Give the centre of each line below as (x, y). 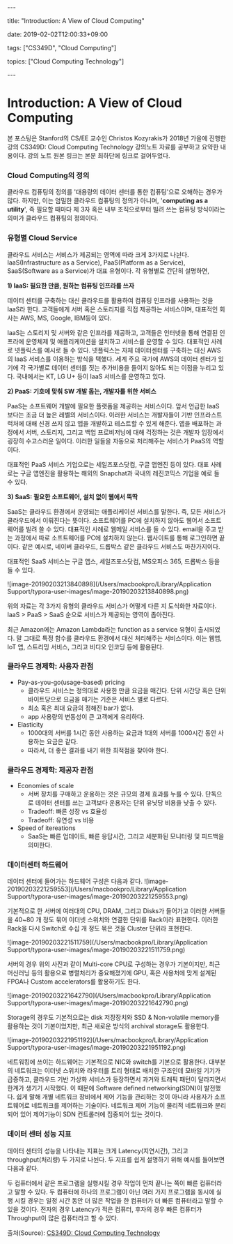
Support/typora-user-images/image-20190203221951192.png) (97, 1048)
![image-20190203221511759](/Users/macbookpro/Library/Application (107, 942)
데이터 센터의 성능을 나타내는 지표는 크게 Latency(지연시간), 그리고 (98, 1150)
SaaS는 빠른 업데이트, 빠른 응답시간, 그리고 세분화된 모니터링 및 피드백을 (126, 836)
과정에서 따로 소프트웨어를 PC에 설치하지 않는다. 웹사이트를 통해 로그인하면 (116, 538)
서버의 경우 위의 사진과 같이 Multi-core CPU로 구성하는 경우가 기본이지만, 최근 (114, 964)
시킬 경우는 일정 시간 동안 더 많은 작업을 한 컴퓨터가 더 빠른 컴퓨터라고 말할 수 (119, 1200)
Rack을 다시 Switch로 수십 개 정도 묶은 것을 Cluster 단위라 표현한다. (100, 928)
